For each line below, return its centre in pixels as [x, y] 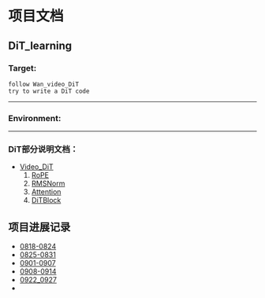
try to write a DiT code [49, 91]
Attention [46, 192]
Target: [22, 68]
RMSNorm [48, 184]
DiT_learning [40, 45]
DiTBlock [46, 201]
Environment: [35, 118]
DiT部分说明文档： [43, 149]
